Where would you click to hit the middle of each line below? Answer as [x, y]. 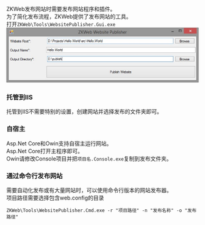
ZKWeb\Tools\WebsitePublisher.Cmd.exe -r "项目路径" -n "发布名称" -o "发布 [102, 210]
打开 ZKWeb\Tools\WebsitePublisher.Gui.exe [61, 24]
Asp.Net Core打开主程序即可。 [45, 151]
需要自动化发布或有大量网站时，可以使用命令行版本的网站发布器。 [89, 190]
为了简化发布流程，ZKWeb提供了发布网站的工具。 [69, 16]
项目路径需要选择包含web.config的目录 [55, 198]
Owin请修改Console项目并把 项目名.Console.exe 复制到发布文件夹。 [89, 158]
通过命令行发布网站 [34, 176]
